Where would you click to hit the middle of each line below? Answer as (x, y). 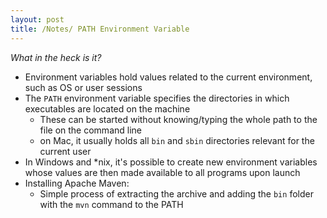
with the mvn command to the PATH (111, 204)
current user (65, 151)
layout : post (37, 19)
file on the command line (90, 130)
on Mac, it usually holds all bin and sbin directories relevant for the (177, 140)
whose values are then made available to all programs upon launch (162, 172)
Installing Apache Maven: (77, 183)
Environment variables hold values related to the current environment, (168, 77)
